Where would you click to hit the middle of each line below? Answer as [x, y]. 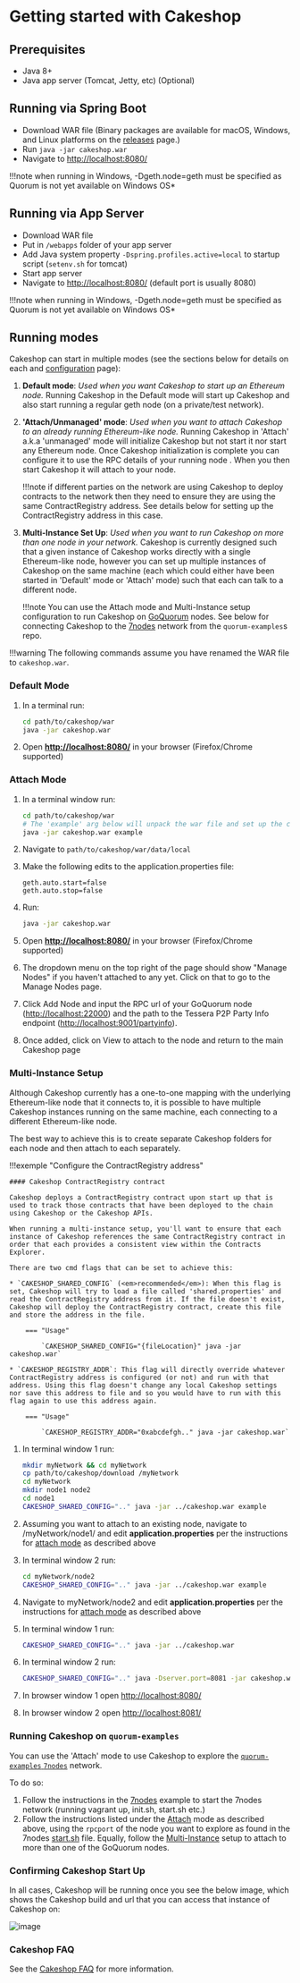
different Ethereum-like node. [63, 1121]
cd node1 [38, 1499]
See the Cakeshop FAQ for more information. [92, 1969]
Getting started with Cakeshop [125, 17]
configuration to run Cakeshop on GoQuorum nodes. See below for [146, 617]
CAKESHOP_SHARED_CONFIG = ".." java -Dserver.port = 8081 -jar [134, 1679]
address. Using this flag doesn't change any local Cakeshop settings [143, 1385]
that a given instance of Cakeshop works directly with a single [137, 552]
